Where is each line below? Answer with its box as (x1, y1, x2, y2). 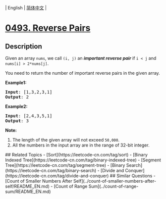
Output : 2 (5, 94, 29, 99)
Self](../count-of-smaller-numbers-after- (73, 178, 157, 184)
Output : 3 (5, 118, 29, 123)
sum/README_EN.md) (5, 189, 51, 195)
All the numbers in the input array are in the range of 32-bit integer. (12, 142, 150, 148)
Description (5, 42, 42, 50)
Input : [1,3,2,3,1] (5, 89, 53, 95)
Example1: (5, 80, 27, 86)
